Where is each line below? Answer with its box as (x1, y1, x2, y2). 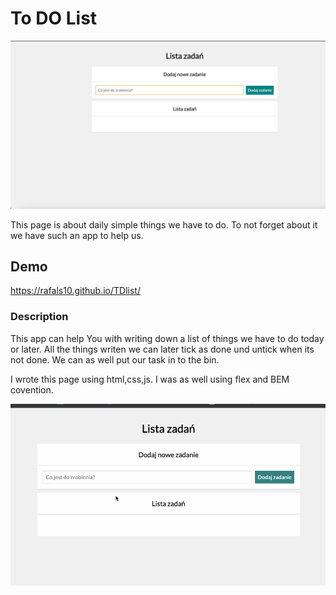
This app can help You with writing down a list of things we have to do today (10, 332, 325, 344)
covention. (10, 383, 54, 396)
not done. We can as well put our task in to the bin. (10, 353, 220, 366)
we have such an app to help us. (10, 229, 144, 241)
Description (10, 310, 69, 324)
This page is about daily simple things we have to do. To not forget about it (10, 218, 318, 231)
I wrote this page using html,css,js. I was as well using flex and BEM (10, 373, 290, 385)
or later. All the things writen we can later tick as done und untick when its (10, 343, 315, 355)
